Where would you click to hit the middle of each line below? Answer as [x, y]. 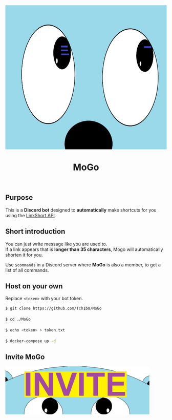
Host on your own [34, 286]
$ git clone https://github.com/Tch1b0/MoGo [53, 309]
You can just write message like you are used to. [56, 244]
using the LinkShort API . [31, 215]
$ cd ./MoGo [18, 320]
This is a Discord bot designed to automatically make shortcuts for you [81, 210]
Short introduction [35, 232]
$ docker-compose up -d [31, 341]
